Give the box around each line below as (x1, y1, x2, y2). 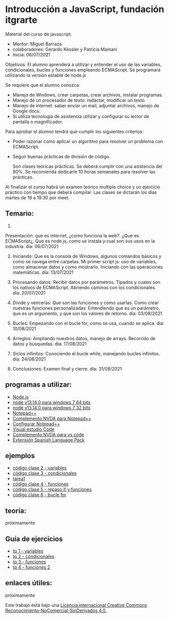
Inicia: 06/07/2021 (12, 52, 50, 58)
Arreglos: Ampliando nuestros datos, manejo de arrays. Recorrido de (12, 335, 156, 341)
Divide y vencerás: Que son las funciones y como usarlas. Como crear (12, 300, 159, 306)
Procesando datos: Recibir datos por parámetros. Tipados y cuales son (12, 279, 160, 285)
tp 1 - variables (12, 548, 44, 554)
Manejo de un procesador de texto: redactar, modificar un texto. (12, 97, 146, 103)
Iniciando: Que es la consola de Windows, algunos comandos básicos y (12, 253, 161, 259)
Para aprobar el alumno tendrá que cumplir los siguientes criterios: (5, 128, 144, 135)
